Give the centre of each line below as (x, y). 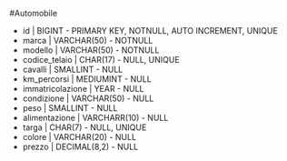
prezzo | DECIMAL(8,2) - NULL (80, 146)
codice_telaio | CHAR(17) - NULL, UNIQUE (101, 60)
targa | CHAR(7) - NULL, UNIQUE (84, 127)
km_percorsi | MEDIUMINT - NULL (87, 79)
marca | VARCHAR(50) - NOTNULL (88, 40)
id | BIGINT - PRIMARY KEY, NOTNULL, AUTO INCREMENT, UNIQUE (150, 30)
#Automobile (33, 13)
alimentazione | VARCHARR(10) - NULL (95, 118)
